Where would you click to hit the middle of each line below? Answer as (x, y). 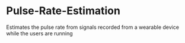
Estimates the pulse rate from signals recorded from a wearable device (93, 27)
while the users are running (39, 33)
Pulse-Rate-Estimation (63, 11)
